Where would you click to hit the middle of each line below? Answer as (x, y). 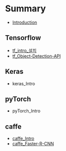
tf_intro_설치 (24, 50)
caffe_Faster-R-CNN (33, 144)
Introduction (25, 22)
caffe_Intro (23, 139)
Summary (25, 9)
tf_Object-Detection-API (36, 56)
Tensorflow (23, 38)
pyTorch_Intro (26, 111)
